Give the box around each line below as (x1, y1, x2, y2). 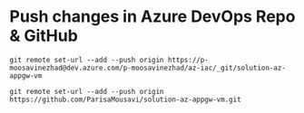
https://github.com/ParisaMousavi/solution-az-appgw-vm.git (9, 95, 242, 104)
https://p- (167, 55, 209, 64)
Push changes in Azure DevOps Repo (9, 6, 296, 27)
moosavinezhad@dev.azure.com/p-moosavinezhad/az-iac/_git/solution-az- (9, 63, 286, 72)
